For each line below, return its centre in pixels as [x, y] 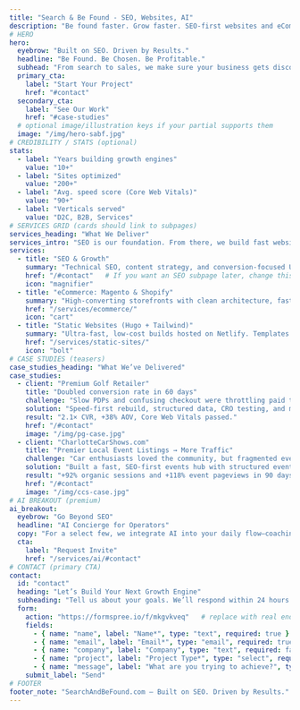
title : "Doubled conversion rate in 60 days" [112, 392]
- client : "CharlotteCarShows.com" [83, 442]
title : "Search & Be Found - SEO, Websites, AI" [101, 17]
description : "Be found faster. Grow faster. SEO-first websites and [142, 26]
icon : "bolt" [50, 350]
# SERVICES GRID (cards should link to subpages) [104, 226]
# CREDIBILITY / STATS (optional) [74, 142]
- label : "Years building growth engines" [97, 159]
